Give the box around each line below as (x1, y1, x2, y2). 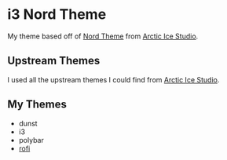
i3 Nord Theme (7, 5, 107, 24)
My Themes (7, 98, 68, 111)
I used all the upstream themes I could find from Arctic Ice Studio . (7, 75, 220, 84)
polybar (18, 135, 44, 144)
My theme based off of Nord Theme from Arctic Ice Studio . (7, 31, 199, 41)
